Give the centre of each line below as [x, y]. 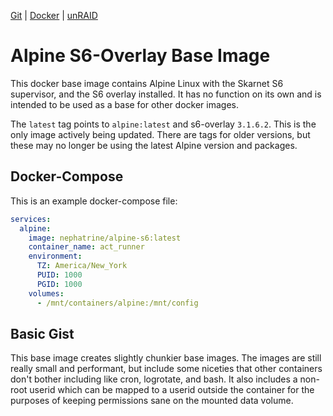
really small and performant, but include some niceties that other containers [166, 369]
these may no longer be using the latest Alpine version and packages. [154, 145]
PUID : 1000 [59, 275]
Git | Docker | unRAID [54, 15]
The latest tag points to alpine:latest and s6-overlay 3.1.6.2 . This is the [163, 124]
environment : [55, 256]
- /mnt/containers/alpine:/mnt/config [117, 303]
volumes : [46, 293]
